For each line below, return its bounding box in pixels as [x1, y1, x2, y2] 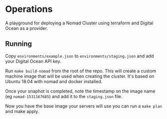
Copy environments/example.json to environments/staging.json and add [5, 53, 154, 59]
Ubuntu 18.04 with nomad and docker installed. [5, 78, 102, 84]
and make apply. [5, 108, 39, 114]
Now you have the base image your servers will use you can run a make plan [5, 103, 162, 109]
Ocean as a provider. [5, 25, 48, 31]
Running [5, 40, 32, 48]
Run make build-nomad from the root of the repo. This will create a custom [5, 68, 156, 74]
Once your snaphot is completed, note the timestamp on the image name [5, 88, 156, 94]
